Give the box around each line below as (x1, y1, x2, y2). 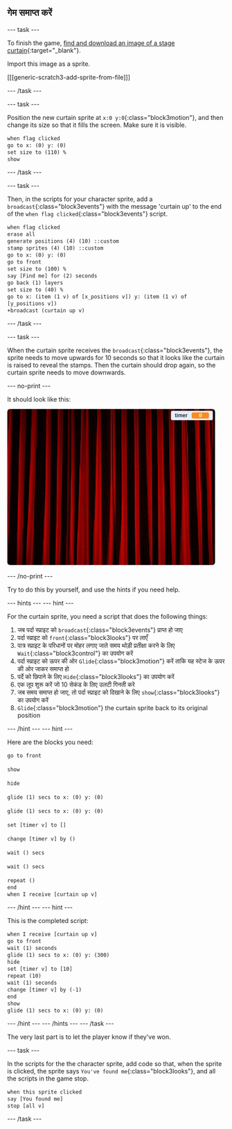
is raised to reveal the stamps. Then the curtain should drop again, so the (7, 361, 216, 369)
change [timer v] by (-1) (7, 986, 82, 993)
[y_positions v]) (7, 300, 57, 307)
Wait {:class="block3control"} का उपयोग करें (17, 649, 134, 657)
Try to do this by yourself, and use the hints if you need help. (7, 585, 181, 594)
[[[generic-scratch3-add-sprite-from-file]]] (7, 73, 130, 81)
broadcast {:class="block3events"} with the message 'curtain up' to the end (7, 202, 222, 210)
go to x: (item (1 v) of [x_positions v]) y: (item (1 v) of (7, 293, 188, 300)
